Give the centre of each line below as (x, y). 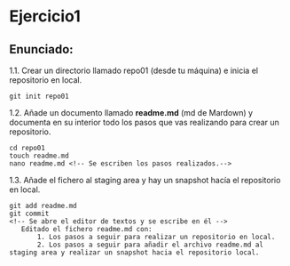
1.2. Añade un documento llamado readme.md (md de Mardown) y (131, 113)
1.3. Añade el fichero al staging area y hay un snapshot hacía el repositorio (145, 180)
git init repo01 (39, 96)
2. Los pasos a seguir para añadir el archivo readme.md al (150, 245)
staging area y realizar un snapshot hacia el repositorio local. (134, 253)
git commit (29, 214)
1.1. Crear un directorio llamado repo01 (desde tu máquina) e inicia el (134, 70)
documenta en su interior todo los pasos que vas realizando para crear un (144, 122)
